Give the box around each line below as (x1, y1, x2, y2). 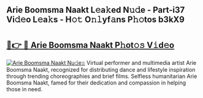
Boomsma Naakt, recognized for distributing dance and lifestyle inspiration (6, 66, 196, 73)
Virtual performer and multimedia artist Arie (86, 59, 197, 66)
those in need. (6, 86, 43, 92)
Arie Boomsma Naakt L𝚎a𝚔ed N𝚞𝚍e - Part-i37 (6, 5, 185, 15)
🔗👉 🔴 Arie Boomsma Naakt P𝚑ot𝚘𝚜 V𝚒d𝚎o (6, 40, 175, 50)
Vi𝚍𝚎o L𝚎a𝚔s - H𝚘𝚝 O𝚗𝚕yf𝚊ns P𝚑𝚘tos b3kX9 (6, 15, 185, 25)
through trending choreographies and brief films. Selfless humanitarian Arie (6, 73, 197, 80)
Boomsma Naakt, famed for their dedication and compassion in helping (6, 79, 186, 86)
